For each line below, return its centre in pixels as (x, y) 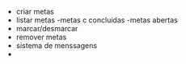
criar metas (35, 12)
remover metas (41, 37)
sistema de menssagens (57, 46)
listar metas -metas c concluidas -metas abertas (97, 20)
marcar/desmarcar (47, 28)
